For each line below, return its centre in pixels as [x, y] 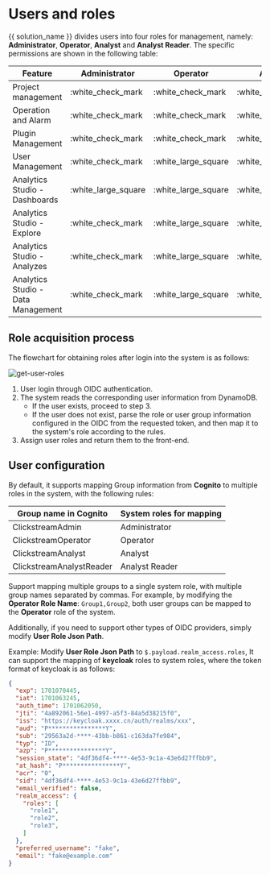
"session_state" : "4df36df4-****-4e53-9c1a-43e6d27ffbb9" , [117, 758]
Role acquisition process [72, 338]
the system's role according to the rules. [99, 431]
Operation [31, 110]
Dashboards [35, 200]
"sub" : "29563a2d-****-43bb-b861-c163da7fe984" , [98, 736]
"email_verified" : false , [59, 788]
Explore [27, 233]
